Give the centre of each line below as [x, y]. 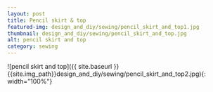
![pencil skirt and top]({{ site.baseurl [60, 66]
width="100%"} [30, 81]
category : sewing [33, 46]
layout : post [26, 14]
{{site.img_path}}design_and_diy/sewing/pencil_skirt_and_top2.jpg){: [106, 74]
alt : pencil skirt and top [47, 40]
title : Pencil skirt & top [47, 20]
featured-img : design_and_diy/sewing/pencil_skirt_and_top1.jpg [103, 27]
